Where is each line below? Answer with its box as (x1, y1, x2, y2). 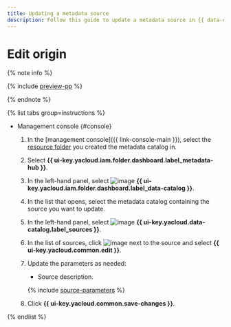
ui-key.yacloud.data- (143, 218, 206, 226)
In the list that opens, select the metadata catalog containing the (27, 198, 210, 206)
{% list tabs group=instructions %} (7, 109, 105, 117)
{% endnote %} (7, 96, 52, 104)
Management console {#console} (16, 122, 112, 131)
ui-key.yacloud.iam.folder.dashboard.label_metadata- (54, 156, 214, 165)
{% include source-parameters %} (27, 286, 125, 295)
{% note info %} (7, 69, 53, 77)
